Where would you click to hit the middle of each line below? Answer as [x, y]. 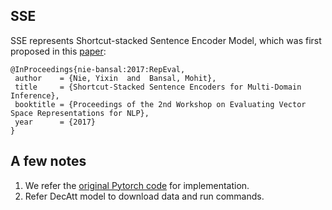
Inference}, [35, 95]
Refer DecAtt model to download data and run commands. [144, 196]
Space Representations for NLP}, [80, 113]
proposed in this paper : [58, 51]
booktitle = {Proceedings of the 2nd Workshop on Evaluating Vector [160, 104]
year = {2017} [55, 122]
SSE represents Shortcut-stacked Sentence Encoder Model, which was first [166, 40]
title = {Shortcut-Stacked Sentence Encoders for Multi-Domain [158, 87]
